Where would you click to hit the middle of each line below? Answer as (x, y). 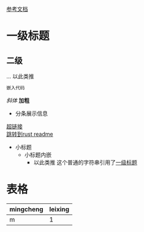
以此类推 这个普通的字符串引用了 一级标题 (85, 162)
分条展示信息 (31, 113)
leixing (59, 209)
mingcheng (26, 209)
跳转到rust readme (30, 134)
